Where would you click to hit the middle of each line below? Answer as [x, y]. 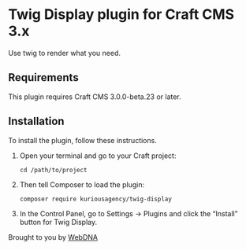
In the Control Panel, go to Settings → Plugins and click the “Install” [129, 213]
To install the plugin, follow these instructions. [83, 140]
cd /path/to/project [53, 170]
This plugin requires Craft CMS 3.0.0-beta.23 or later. [95, 97]
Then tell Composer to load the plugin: [82, 184]
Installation [36, 121]
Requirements [43, 77]
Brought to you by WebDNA [53, 237]
